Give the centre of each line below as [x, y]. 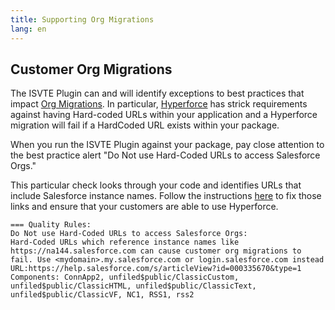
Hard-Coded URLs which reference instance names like [125, 242]
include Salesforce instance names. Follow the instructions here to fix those [166, 196]
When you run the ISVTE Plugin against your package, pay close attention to [167, 145]
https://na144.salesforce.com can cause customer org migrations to [156, 251]
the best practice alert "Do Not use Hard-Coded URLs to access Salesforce [165, 155]
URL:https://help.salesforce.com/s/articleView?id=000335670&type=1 [156, 269]
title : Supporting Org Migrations [82, 19]
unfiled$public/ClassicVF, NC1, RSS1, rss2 [102, 295]
